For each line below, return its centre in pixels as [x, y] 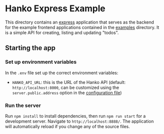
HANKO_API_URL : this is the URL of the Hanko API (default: [69, 82]
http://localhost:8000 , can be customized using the [66, 87]
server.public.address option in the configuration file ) [67, 93]
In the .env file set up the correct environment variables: [62, 73]
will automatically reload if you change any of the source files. [68, 126]
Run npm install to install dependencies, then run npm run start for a [75, 116]
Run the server [23, 105]
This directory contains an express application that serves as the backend [80, 22]
